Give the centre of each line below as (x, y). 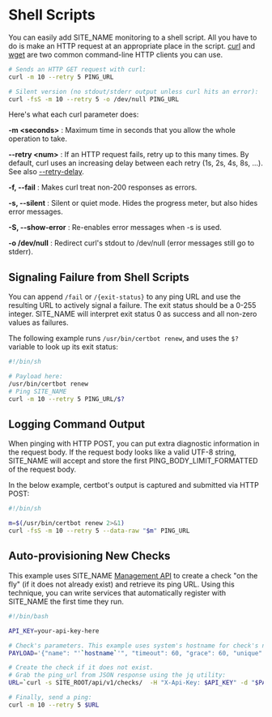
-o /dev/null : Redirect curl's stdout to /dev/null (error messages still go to (132, 243)
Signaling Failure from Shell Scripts (99, 277)
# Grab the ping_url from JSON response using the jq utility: (117, 675)
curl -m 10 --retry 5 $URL (54, 705)
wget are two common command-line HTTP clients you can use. (116, 54)
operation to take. (38, 139)
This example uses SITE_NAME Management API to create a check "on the (133, 575)
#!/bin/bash (28, 616)
